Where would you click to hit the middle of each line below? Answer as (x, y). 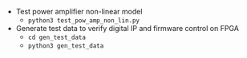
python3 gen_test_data (66, 46)
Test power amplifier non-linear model (79, 12)
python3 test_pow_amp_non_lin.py (84, 21)
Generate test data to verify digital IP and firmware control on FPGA (127, 28)
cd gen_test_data (57, 37)
